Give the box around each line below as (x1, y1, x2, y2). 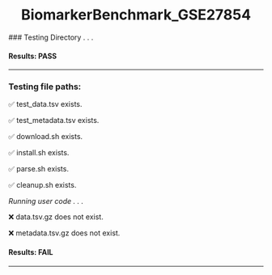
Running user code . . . (8, 197, 83, 206)
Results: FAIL (8, 247, 54, 257)
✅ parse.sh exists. (8, 164, 69, 174)
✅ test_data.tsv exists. (8, 99, 83, 109)
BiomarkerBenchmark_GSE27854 (20, 6, 252, 24)
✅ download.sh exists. (8, 132, 83, 142)
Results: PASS (8, 51, 57, 61)
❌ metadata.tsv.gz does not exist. (8, 228, 121, 238)
